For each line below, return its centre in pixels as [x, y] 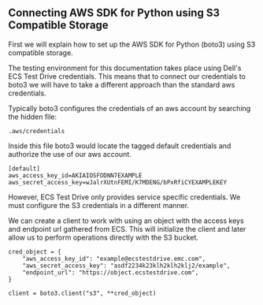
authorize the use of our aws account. [70, 154]
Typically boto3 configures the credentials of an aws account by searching [130, 108]
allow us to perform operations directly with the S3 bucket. [104, 237]
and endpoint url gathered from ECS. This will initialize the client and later [127, 229]
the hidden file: [33, 117]
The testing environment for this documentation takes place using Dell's [125, 68]
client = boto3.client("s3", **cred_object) [82, 293]
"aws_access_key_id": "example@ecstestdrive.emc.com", [114, 259]
